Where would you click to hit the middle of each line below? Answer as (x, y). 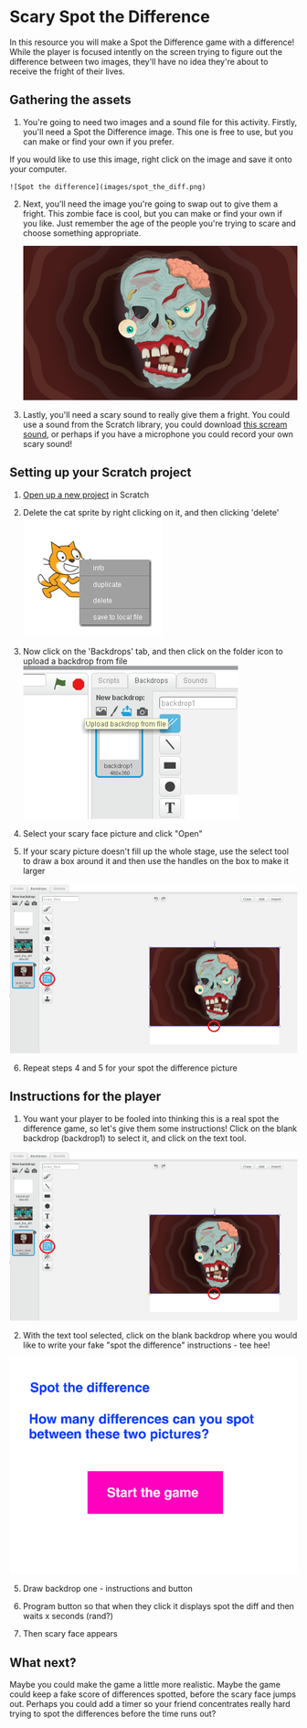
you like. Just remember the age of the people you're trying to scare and (159, 223)
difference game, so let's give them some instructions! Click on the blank (160, 1128)
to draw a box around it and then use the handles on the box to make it (156, 860)
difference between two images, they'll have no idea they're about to (139, 61)
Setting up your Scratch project (101, 473)
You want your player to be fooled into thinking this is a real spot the (151, 1118)
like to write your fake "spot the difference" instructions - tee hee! (147, 1345)
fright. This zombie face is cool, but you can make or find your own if (153, 213)
